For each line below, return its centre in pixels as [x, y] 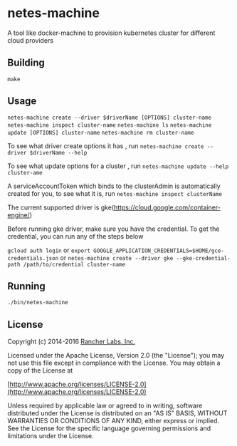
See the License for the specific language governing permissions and [109, 428]
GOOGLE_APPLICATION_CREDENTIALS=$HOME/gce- [159, 251]
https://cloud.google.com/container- [167, 207]
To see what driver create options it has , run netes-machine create [106, 146]
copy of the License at [40, 370]
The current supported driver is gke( [61, 207]
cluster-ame [25, 172]
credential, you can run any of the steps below [75, 236]
